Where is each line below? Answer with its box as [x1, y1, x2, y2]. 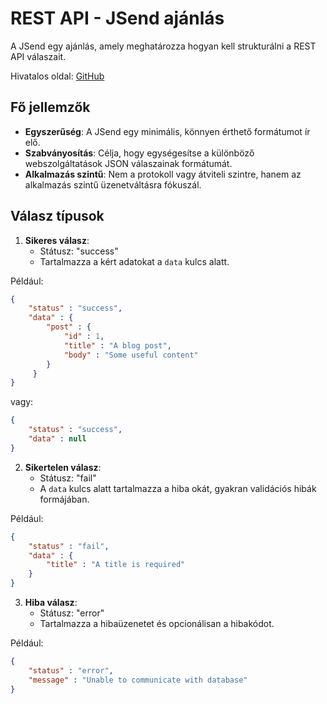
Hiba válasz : [24, 597, 78, 609]
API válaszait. [10, 50, 67, 62]
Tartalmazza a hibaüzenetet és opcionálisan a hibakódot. [39, 618, 275, 630]
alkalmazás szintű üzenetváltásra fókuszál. [24, 178, 202, 191]
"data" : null [28, 434, 87, 444]
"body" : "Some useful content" [63, 350, 199, 360]
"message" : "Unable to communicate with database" [28, 675, 248, 685]
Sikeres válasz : [24, 234, 90, 246]
